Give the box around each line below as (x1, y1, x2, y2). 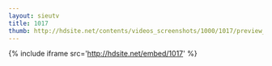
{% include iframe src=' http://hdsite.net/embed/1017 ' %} (8, 49, 198, 59)
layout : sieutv (8, 11, 60, 20)
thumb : (8, 27, 31, 35)
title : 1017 (8, 19, 49, 27)
